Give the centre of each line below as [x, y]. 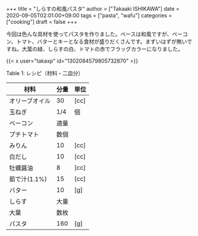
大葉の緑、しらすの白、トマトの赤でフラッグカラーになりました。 [102, 49]
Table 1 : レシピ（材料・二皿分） [45, 73]
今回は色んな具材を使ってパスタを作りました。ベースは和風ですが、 [89, 34]
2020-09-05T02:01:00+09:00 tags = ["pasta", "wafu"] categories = [89, 15]
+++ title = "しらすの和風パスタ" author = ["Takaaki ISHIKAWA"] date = [93, 9]
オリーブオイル [30, 101]
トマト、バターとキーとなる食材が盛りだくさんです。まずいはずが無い [102, 41]
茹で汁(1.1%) [28, 179]
